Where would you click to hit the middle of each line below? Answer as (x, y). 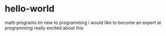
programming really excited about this (44, 27)
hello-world (30, 9)
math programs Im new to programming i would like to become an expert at (83, 22)
